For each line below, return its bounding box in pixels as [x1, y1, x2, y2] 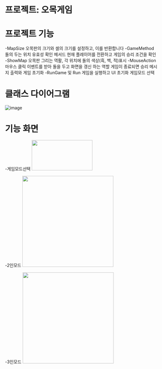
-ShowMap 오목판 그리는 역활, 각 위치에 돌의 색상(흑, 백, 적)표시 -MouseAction [5, 58, 156, 64]
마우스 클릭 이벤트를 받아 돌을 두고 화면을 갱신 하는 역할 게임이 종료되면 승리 [5, 64, 149, 69]
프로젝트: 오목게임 [5, 4, 73, 16]
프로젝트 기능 [5, 29, 54, 39]
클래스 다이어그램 [5, 88, 70, 100]
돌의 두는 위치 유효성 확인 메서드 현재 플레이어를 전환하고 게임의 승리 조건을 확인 [5, 51, 157, 57]
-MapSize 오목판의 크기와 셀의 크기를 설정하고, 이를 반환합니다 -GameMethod [5, 46, 154, 51]
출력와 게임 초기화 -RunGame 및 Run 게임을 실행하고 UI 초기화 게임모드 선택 [10, 70, 155, 76]
